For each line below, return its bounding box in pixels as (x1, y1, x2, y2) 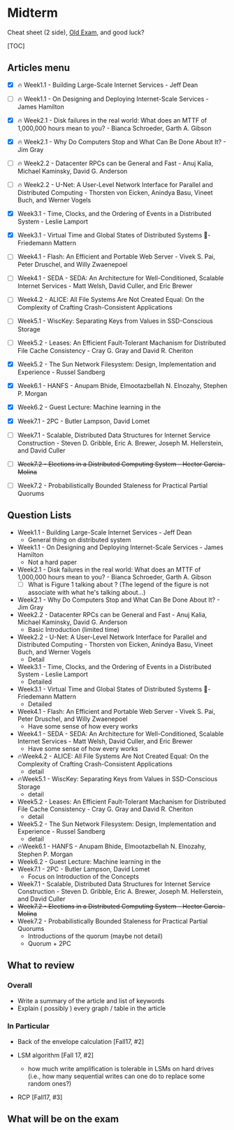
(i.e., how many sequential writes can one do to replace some (27, 1072, 205, 1080)
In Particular (7, 1021, 50, 1031)
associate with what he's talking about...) (27, 588, 146, 596)
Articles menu (7, 62, 71, 74)
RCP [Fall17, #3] (17, 1093, 63, 1101)
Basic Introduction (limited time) (27, 625, 120, 633)
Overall (7, 981, 33, 991)
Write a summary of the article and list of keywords (17, 996, 165, 1005)
